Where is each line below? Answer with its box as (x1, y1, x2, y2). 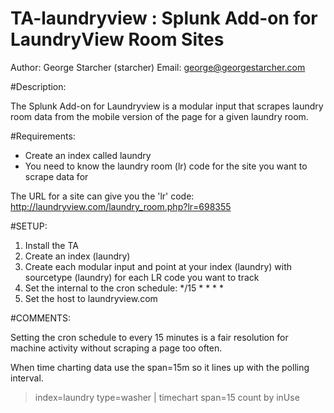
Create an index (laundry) (24, 250, 131, 262)
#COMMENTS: (10, 312, 72, 324)
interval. (10, 372, 44, 384)
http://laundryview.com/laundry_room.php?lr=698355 (10, 200, 232, 212)
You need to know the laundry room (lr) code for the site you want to (24, 160, 308, 172)
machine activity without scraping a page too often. (10, 342, 223, 354)
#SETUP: (10, 220, 48, 232)
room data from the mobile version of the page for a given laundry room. (10, 110, 309, 122)
